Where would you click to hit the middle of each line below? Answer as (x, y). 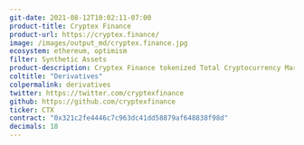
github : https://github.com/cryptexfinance (93, 101)
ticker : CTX (32, 110)
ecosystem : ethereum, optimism (68, 51)
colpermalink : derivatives (60, 85)
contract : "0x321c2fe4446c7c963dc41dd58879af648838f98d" (119, 118)
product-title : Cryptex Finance (70, 26)
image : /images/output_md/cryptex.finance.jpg (99, 43)
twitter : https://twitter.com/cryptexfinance (96, 93)
